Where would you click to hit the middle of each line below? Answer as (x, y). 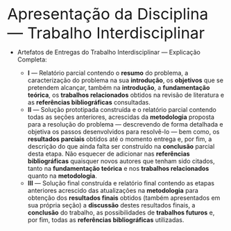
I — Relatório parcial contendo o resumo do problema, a (108, 73)
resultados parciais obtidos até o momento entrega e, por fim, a (120, 139)
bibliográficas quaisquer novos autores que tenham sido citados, (121, 161)
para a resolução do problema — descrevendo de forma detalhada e (125, 124)
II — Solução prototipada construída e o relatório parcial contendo (122, 110)
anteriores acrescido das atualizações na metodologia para (113, 191)
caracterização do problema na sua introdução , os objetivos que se (126, 80)
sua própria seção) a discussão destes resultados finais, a (111, 205)
